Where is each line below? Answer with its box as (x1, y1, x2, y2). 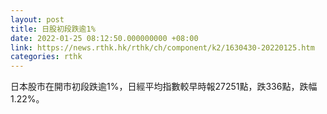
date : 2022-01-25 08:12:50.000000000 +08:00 (10, 33, 199, 43)
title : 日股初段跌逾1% (10, 24, 96, 34)
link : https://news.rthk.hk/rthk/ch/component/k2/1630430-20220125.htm (10, 42, 315, 53)
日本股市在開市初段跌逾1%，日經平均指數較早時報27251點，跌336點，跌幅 (10, 81, 318, 93)
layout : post (10, 14, 65, 25)
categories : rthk (10, 52, 83, 62)
